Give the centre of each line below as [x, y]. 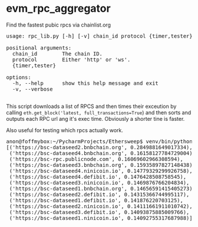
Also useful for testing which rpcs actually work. [65, 130]
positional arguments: [39, 48]
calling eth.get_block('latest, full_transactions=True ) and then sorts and [99, 112]
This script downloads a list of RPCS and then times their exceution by [91, 106]
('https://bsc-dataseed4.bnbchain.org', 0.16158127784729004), [103, 153]
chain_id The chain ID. [57, 54]
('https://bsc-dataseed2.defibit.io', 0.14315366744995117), [99, 194]
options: [19, 77]
